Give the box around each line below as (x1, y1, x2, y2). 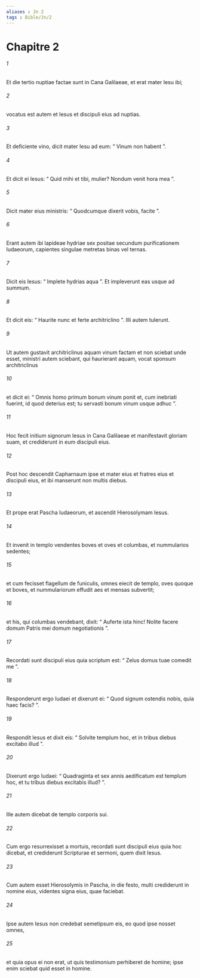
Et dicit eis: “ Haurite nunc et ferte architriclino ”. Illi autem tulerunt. (6, 316, 170, 324)
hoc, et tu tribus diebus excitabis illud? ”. (6, 779, 106, 786)
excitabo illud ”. (6, 740, 44, 747)
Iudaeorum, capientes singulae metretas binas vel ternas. (6, 245, 147, 253)
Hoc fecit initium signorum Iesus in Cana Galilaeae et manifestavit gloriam (6, 432, 187, 439)
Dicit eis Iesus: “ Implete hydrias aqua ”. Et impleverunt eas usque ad (6, 278, 175, 285)
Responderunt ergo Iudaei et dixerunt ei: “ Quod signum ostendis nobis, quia (6, 695, 194, 702)
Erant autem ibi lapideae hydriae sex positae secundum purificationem (6, 239, 180, 247)
